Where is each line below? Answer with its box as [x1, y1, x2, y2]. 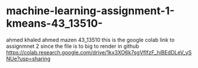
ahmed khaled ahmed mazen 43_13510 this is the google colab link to [6, 36, 175, 43]
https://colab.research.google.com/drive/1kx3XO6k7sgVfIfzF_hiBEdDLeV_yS [6, 48, 192, 56]
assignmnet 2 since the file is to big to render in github [6, 43, 139, 50]
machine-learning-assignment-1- [6, 4, 175, 18]
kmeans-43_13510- [6, 17, 103, 30]
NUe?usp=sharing [6, 55, 50, 62]
